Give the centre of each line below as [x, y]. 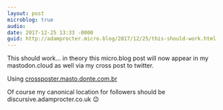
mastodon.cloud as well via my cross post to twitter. [81, 66]
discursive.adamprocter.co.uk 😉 [53, 99]
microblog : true [30, 20]
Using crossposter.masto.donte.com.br [62, 79]
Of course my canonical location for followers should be [86, 92]
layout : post [26, 13]
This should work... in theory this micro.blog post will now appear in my [108, 58]
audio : [16, 26]
